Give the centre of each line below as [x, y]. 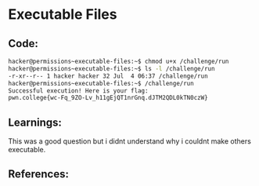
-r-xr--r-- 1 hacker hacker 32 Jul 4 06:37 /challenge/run [108, 76]
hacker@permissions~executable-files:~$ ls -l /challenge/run [112, 68]
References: [38, 174]
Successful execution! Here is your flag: [78, 91]
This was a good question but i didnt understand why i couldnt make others [130, 141]
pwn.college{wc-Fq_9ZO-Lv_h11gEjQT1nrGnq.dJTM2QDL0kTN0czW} [108, 98]
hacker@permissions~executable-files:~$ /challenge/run [101, 83]
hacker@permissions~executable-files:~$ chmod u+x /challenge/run [119, 61]
